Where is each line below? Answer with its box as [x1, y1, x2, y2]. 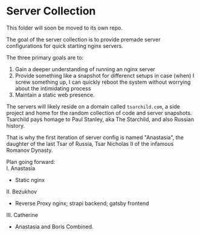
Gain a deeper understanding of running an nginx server [15, 65, 155, 73]
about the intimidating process [15, 84, 91, 92]
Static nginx [15, 176, 45, 183]
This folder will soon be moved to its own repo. [6, 24, 123, 31]
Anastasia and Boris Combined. [15, 223, 94, 230]
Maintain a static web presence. [15, 91, 95, 98]
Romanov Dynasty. [6, 146, 53, 154]
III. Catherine [6, 211, 38, 218]
